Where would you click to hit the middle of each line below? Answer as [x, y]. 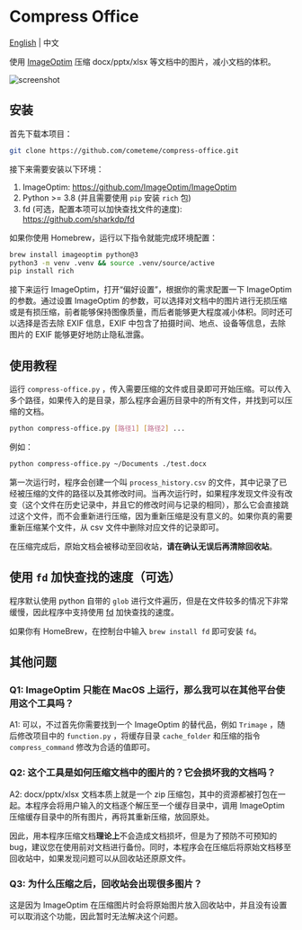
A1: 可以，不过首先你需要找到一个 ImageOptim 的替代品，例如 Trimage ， [143, 725]
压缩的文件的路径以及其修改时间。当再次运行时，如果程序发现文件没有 [155, 493]
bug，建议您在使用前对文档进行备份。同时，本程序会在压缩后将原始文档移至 [151, 846]
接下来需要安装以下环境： [57, 169]
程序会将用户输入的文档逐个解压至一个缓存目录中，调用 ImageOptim [159, 805]
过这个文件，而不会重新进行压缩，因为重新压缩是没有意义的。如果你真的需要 [151, 515]
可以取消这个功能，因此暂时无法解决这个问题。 [96, 916]
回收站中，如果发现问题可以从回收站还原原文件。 [100, 858]
